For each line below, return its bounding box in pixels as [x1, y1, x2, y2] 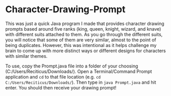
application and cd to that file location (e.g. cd [5, 74, 101, 80]
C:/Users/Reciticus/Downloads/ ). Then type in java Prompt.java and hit [5, 79, 156, 85]
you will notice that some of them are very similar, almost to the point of [5, 37, 157, 43]
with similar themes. [5, 53, 48, 59]
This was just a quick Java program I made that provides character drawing [5, 20, 165, 27]
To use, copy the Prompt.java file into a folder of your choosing [5, 63, 138, 69]
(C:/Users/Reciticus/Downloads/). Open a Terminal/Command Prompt [5, 68, 152, 75]
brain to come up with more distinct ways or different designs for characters [5, 47, 166, 54]
